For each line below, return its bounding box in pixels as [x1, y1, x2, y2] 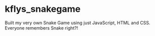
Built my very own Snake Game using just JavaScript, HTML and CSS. [5, 20, 150, 26]
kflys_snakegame [5, 3, 81, 15]
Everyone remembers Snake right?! [5, 25, 79, 31]
